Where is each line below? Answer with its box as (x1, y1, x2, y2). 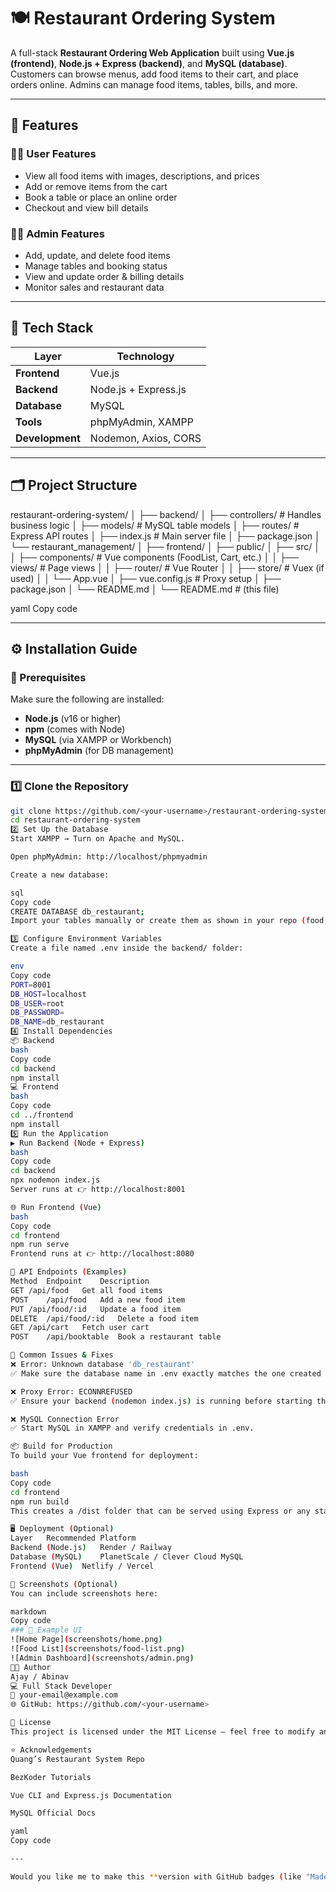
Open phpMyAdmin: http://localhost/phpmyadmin (10, 852, 208, 862)
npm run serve (10, 1240, 70, 1250)
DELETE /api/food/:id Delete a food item (10, 1313, 199, 1324)
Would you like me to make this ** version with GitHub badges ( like (10, 1871, 302, 1882)
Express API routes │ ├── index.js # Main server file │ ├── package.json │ (10, 530, 321, 542)
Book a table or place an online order (24, 191, 178, 203)
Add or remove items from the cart (24, 180, 168, 192)
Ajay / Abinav (10, 1671, 70, 1682)
